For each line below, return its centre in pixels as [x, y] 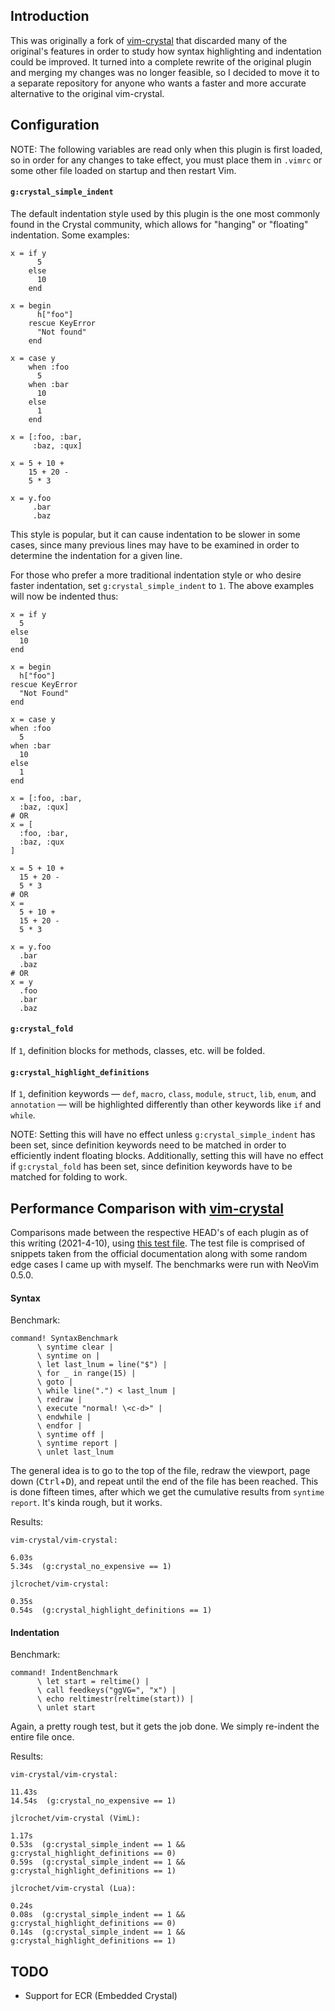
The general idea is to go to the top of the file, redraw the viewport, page [160, 1471]
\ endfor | [59, 1426]
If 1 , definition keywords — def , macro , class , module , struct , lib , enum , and [163, 1094]
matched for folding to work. [69, 1177]
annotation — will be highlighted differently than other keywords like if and [166, 1105]
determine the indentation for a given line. [96, 555]
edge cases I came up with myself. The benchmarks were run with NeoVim [164, 1265]
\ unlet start [66, 1708]
